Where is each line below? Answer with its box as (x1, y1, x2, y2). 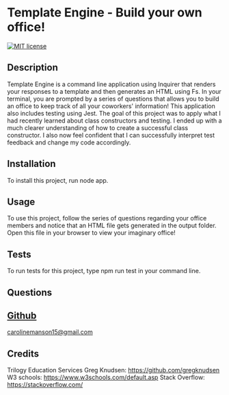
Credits (7, 348, 40, 359)
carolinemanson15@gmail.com (7, 328, 94, 336)
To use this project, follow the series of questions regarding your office (7, 214, 207, 222)
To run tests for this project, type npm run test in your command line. (7, 267, 201, 275)
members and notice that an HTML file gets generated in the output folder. (7, 221, 217, 230)
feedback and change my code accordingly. (7, 138, 131, 146)
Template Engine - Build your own (7, 5, 203, 21)
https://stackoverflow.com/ (7, 381, 83, 389)
